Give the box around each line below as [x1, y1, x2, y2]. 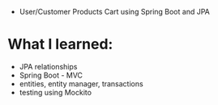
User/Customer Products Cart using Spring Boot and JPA [19, 7, 210, 16]
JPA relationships [19, 61, 78, 71]
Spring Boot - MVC [19, 70, 83, 80]
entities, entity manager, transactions [19, 78, 143, 88]
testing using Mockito [19, 87, 92, 97]
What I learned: [7, 36, 113, 53]
